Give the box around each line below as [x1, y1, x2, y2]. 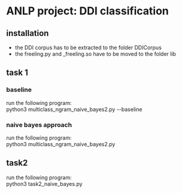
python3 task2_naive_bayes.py [6, 180, 83, 187]
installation [6, 28, 49, 38]
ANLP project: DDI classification [6, 4, 169, 18]
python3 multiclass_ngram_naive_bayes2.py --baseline [6, 105, 142, 113]
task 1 [6, 68, 28, 78]
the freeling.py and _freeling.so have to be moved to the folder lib [14, 50, 177, 58]
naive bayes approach [6, 120, 72, 129]
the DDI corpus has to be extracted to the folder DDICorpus [14, 44, 162, 51]
